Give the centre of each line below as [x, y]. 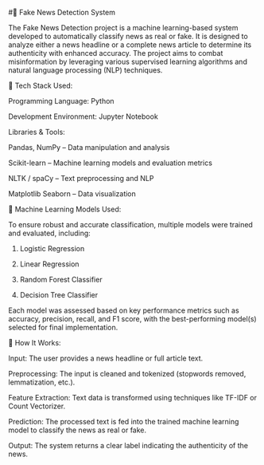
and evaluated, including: [50, 233]
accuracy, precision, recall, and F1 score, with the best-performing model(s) [132, 319]
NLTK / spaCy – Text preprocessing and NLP [81, 178]
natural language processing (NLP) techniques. [85, 70]
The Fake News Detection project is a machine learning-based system [123, 28]
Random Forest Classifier [61, 280]
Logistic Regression [52, 248]
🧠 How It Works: [35, 343]
